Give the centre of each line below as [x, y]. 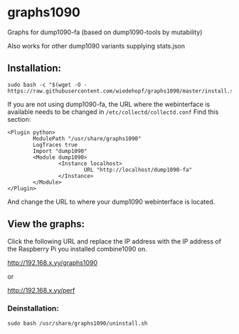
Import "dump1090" [60, 151]
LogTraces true [55, 145]
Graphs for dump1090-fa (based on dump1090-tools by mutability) [105, 32]
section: [19, 119]
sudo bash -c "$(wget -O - [47, 85]
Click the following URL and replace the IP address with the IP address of [115, 241]
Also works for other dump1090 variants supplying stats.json [96, 46]
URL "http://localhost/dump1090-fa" [138, 169]
